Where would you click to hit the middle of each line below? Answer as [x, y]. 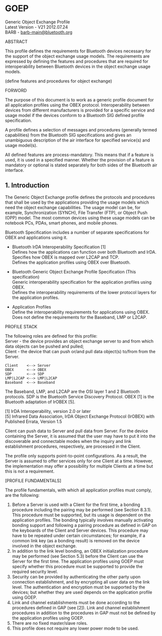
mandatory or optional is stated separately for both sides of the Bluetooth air [81, 165]
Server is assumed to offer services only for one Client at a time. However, [79, 461]
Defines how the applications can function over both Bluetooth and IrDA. [84, 252]
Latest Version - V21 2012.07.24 [37, 27]
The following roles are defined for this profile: [51, 336]
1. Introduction [27, 186]
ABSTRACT [16, 41]
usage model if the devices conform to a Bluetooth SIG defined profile [75, 115]
